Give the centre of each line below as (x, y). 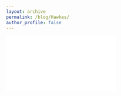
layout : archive (26, 11)
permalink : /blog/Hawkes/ (38, 17)
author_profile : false (34, 22)
